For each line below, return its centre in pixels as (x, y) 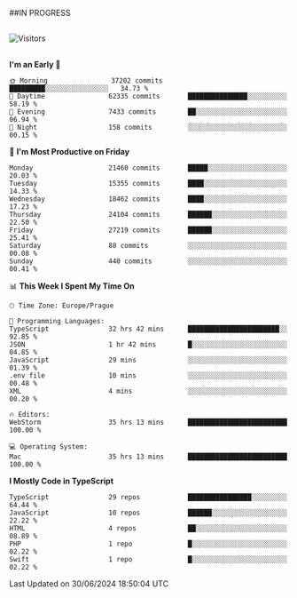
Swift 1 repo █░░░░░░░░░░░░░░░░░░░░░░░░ (148, 559)
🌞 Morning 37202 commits (86, 80)
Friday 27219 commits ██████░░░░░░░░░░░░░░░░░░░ (148, 230)
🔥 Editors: (30, 414)
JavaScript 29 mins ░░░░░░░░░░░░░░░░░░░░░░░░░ (148, 360)
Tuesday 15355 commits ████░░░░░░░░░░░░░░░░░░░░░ (148, 183)
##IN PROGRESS (40, 13)
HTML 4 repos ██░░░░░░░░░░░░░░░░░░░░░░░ (148, 528)
